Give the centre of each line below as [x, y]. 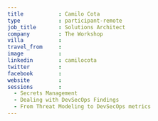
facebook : [35, 73]
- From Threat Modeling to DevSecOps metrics [83, 107]
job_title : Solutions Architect [67, 27]
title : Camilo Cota [54, 14]
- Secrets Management [46, 93]
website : [35, 80]
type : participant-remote [65, 21]
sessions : [35, 87]
